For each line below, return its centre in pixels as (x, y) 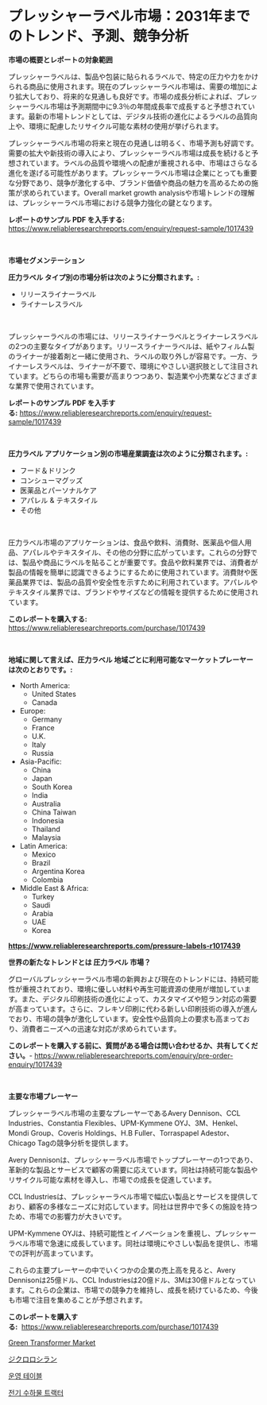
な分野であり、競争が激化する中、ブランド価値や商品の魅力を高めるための (130, 183)
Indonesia (48, 820)
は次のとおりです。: (41, 669)
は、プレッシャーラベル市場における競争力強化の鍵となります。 (112, 203)
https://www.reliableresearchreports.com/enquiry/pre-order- (134, 1055)
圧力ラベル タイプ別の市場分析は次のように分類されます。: (104, 277)
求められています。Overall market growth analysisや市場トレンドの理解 (138, 192)
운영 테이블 (25, 1376)
